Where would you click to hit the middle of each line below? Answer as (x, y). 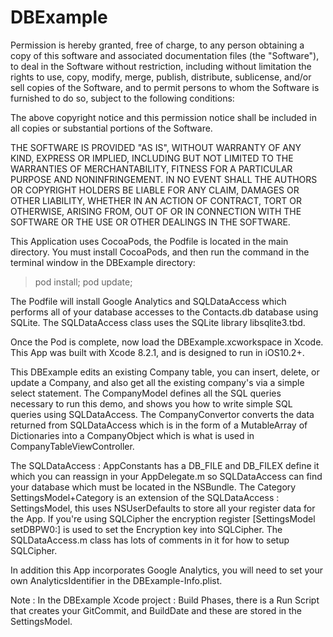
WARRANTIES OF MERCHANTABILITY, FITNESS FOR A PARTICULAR (151, 168)
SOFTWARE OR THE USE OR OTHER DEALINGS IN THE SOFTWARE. (150, 222)
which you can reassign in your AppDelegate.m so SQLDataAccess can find (166, 476)
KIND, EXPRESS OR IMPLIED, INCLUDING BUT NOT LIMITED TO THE (152, 158)
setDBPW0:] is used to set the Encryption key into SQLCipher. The (146, 529)
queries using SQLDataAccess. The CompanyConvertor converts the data (162, 414)
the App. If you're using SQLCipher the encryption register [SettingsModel (163, 518)
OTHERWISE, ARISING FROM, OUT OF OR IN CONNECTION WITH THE (156, 211)
